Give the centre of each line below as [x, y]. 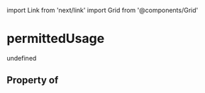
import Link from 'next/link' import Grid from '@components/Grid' [102, 10]
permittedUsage [56, 39]
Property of [33, 80]
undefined [22, 58]
